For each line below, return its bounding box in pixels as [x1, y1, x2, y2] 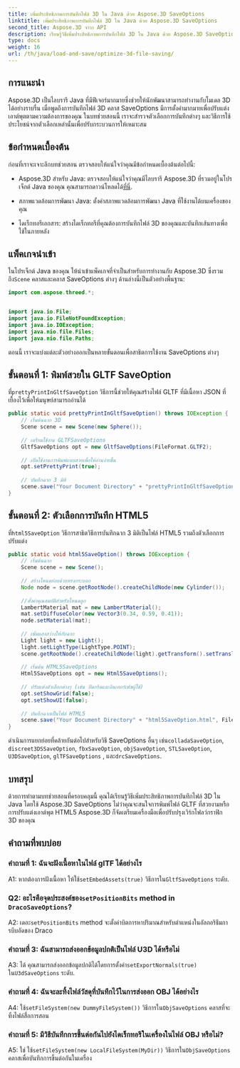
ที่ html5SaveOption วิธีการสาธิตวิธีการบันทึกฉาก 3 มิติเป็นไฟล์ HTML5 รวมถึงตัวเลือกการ [8, 528, 225, 537]
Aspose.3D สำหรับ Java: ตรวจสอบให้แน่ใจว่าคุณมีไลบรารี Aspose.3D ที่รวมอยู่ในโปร [18, 174, 232, 183]
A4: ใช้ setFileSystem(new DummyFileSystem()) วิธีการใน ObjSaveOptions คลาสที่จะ [8, 1003, 231, 1012]
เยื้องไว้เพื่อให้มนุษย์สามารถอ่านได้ [8, 396, 86, 404]
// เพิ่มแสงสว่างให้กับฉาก [21, 630, 75, 638]
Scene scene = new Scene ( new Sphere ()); [21, 423, 142, 430]
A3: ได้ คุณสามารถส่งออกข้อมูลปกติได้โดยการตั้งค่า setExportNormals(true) [8, 961, 198, 969]
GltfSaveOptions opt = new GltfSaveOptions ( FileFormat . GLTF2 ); [21, 443, 213, 450]
